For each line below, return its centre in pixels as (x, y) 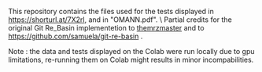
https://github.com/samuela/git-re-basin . (76, 36)
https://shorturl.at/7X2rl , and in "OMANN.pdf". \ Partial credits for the (120, 20)
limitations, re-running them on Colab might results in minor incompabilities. (131, 59)
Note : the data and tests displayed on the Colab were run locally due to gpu (131, 51)
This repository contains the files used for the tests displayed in (111, 11)
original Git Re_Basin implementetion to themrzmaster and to (106, 28)
